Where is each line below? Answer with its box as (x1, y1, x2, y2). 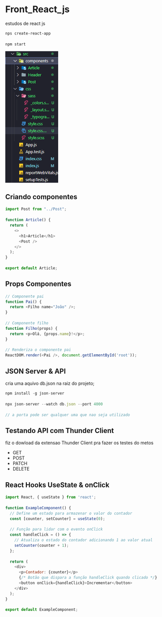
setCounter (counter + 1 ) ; (14, 543, 69, 548)
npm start (5, 42, 26, 47)
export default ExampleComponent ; (5, 607, 78, 612)
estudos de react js (5, 20, 46, 26)
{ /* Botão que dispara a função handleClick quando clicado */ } (18, 575, 157, 580)
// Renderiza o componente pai (5, 347, 71, 353)
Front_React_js (5, 4, 70, 15)
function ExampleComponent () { (5, 505, 71, 510)
